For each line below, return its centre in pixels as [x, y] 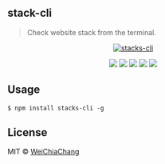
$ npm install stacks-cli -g [56, 108]
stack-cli [30, 13]
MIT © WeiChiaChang [43, 152]
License [27, 132]
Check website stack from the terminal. [91, 32]
